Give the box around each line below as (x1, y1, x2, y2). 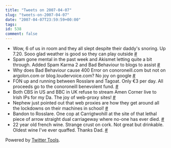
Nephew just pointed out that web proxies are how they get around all (12, 100, 160, 105)
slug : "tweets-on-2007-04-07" (5, 12, 70, 17)
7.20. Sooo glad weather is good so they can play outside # (12, 51, 137, 57)
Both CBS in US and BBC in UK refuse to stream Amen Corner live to (12, 89, 157, 95)
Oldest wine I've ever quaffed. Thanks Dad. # (12, 127, 108, 133)
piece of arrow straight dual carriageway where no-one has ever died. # (12, 116, 164, 122)
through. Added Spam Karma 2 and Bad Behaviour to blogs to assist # (12, 62, 160, 68)
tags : (5, 22, 17, 27)
